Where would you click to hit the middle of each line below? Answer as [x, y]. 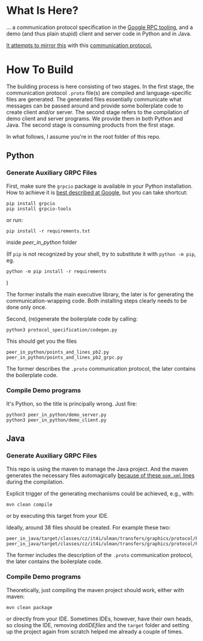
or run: [14, 220]
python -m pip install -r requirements [56, 271]
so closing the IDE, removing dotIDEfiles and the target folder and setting [98, 625]
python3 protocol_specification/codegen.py [62, 330]
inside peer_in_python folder [42, 242]
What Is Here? [42, 11]
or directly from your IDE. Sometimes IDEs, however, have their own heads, [100, 619]
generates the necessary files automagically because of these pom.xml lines [101, 475]
